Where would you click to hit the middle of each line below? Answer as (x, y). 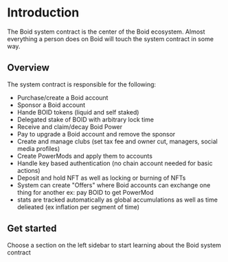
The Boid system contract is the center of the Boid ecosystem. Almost (106, 32)
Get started (32, 229)
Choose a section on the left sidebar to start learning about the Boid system (114, 245)
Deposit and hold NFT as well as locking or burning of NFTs (101, 178)
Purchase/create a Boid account (62, 97)
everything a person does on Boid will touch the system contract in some (111, 38)
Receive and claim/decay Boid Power (70, 127)
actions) (28, 170)
